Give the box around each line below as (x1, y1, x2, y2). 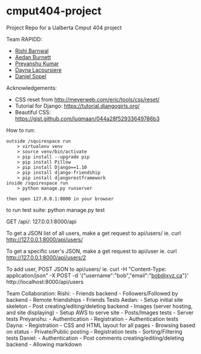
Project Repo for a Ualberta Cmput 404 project (6, 24, 122, 31)
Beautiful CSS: (14, 108, 51, 116)
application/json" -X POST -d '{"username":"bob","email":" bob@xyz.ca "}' (6, 271, 189, 279)
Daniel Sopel (14, 72, 47, 80)
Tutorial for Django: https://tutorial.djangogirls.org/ (14, 102, 140, 109)
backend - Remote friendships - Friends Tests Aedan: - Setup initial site (6, 296, 183, 303)
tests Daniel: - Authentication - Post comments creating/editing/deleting (6, 334, 184, 341)
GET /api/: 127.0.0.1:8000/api (6, 217, 77, 225)
